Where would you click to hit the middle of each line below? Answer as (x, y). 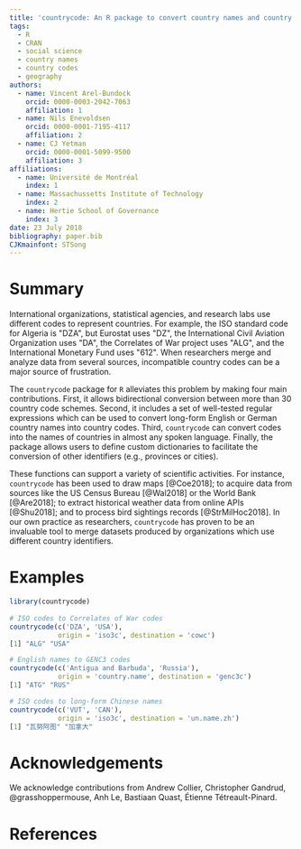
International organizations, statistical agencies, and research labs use (140, 314)
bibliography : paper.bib (56, 236)
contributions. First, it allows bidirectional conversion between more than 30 (150, 399)
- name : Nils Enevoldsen (64, 118)
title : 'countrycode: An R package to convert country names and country (151, 18)
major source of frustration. (60, 372)
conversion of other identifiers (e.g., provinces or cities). (114, 456)
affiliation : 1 (54, 110)
